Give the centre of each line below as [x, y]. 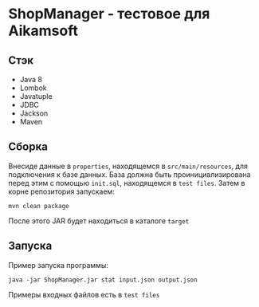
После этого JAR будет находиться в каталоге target [99, 221]
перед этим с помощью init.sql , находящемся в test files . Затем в [127, 183]
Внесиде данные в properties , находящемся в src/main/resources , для [128, 166]
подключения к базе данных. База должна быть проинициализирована [129, 174]
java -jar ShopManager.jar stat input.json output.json [103, 280]
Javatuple [36, 96]
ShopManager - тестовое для [109, 14]
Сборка [28, 147]
